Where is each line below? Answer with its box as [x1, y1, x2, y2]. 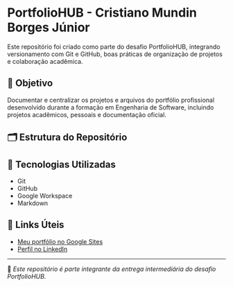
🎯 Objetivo [7, 78, 53, 89]
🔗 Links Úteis [7, 219, 64, 231]
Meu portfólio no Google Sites [17, 237, 103, 245]
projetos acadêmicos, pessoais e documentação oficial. [7, 110, 166, 119]
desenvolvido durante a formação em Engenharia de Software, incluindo [7, 103, 214, 112]
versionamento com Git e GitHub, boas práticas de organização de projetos [7, 50, 223, 58]
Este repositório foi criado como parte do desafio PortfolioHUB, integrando [7, 42, 221, 51]
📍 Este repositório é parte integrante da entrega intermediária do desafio [7, 265, 216, 273]
